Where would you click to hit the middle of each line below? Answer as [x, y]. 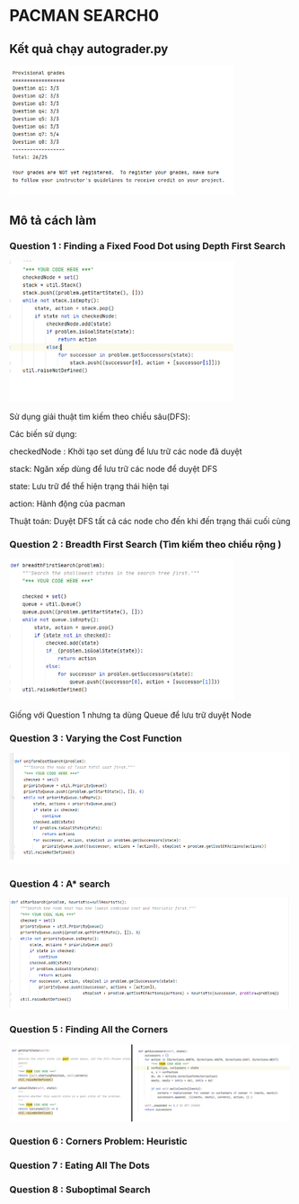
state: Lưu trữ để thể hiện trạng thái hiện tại [89, 486]
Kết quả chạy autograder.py [89, 49]
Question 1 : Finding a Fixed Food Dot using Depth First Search [147, 246]
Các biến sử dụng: [44, 434]
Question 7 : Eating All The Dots [79, 1165]
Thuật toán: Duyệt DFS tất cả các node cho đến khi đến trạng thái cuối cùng [150, 522]
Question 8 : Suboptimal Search [80, 1190]
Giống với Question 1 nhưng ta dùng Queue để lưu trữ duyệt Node [130, 715]
